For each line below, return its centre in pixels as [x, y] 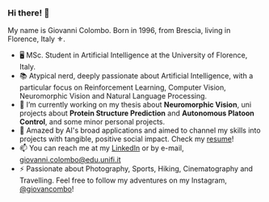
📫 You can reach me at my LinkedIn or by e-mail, [101, 148]
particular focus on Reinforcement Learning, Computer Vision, [123, 87]
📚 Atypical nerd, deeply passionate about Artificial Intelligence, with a [136, 76]
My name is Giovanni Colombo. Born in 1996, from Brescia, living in [119, 31]
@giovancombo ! [46, 189]
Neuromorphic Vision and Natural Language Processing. [113, 96]
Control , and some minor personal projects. [92, 122]
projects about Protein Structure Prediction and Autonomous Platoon [137, 113]
